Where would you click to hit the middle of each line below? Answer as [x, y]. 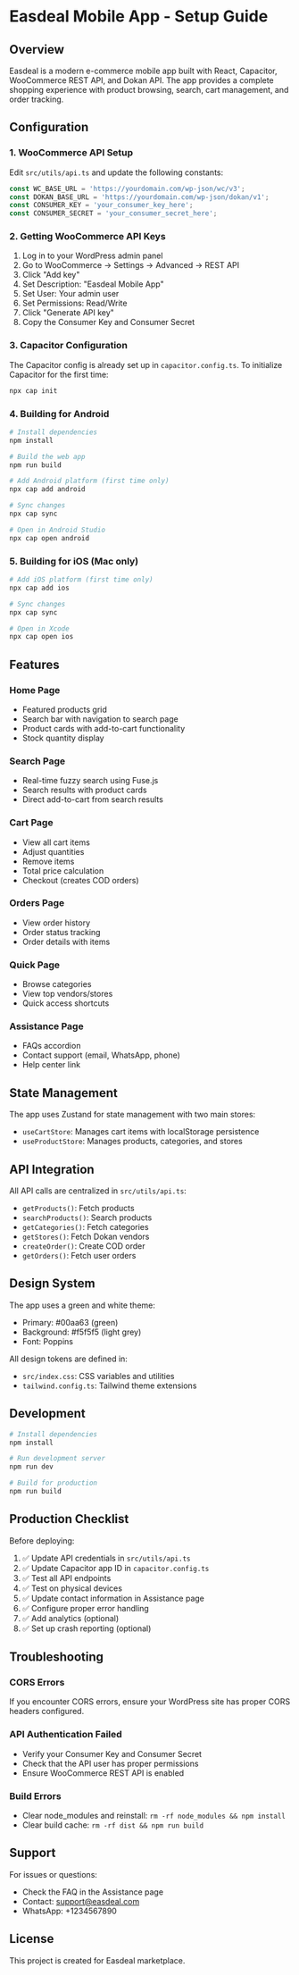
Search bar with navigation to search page [100, 719]
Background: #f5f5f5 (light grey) [82, 1332]
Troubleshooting [57, 1657]
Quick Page [35, 965]
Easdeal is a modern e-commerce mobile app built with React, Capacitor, [144, 71]
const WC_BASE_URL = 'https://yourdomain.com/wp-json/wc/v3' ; [127, 188]
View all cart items [56, 842]
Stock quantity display [63, 738]
